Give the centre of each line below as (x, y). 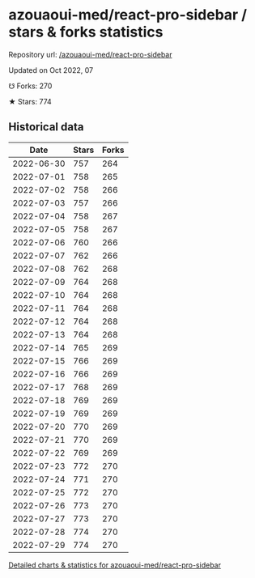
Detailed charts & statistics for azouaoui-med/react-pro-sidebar (115, 565)
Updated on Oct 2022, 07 (51, 70)
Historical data (46, 127)
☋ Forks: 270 (30, 86)
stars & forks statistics (86, 32)
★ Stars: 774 (30, 101)
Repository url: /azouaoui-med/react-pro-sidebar (90, 54)
